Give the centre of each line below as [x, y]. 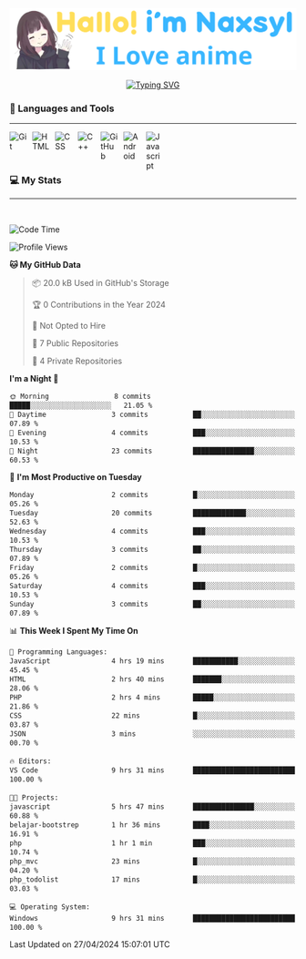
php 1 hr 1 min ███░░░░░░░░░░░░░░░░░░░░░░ [153, 843]
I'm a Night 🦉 [34, 379]
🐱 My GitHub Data [46, 265]
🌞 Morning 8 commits [81, 397]
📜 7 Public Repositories [75, 343]
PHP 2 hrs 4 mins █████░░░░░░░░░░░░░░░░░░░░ [153, 698]
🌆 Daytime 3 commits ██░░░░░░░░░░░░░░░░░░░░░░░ [153, 415]
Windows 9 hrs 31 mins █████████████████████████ [153, 919]
